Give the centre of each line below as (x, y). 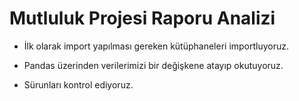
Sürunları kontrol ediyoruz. (78, 84)
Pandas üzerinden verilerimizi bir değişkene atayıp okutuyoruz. (153, 65)
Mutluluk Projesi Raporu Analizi (142, 18)
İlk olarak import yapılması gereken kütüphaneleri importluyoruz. (156, 46)
